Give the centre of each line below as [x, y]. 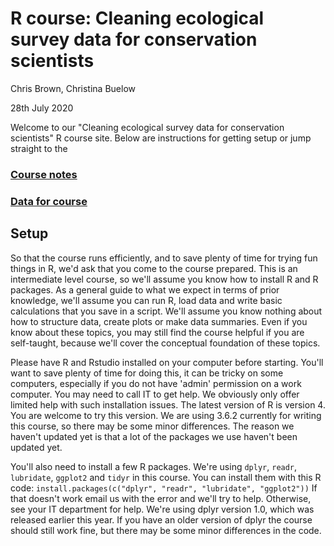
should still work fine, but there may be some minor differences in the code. [166, 530]
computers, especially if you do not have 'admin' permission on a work [156, 383]
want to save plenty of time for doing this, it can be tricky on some [147, 373]
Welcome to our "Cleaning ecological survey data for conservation [147, 127]
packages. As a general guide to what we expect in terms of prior [145, 289]
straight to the [39, 148]
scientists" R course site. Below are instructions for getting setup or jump [161, 138]
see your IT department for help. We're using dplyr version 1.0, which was [162, 509]
